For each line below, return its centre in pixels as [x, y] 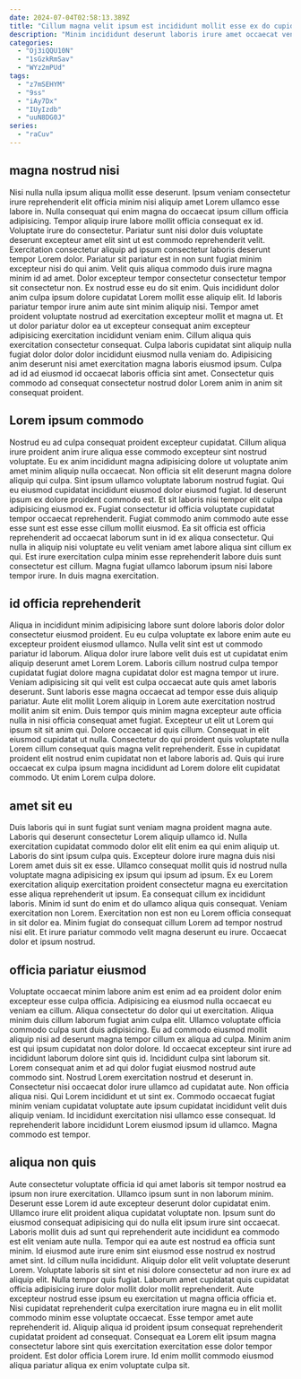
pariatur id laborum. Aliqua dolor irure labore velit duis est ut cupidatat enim [149, 654]
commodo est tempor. [50, 1134]
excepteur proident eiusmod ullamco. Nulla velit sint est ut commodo [136, 644]
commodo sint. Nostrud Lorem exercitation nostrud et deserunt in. [131, 1077]
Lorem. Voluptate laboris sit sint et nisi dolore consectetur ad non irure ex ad [150, 1270]
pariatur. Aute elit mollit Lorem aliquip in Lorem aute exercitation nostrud [142, 701]
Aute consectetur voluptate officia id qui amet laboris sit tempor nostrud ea [148, 1184]
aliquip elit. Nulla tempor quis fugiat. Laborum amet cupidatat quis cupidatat [149, 1279]
